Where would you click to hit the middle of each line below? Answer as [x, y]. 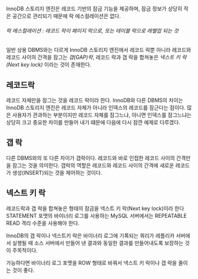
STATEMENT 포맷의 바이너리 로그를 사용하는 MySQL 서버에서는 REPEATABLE [97, 215]
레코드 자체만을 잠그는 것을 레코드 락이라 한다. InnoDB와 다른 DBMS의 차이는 [95, 100]
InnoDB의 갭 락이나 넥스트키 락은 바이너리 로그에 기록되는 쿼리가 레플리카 [90, 235]
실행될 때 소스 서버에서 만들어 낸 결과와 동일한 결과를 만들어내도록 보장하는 [98, 243]
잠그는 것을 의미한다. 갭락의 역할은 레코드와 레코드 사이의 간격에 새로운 [93, 165]
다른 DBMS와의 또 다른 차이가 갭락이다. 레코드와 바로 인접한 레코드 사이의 [90, 158]
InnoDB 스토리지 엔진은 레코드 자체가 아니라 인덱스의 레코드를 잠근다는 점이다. [96, 108]
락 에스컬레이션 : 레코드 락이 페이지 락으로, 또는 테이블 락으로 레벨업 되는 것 [92, 31]
